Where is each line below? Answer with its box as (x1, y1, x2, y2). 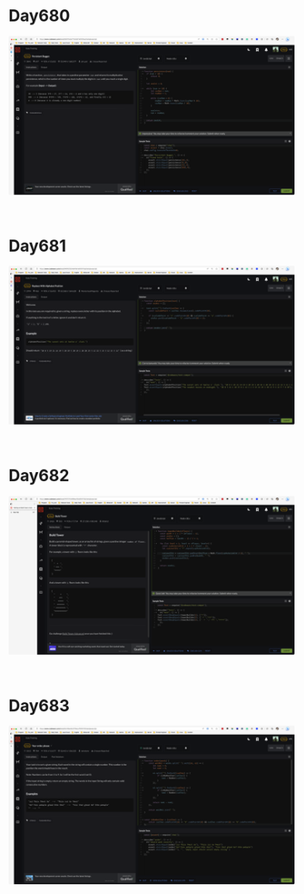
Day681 (8, 236, 67, 256)
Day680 (8, 5, 71, 26)
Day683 (8, 695, 70, 716)
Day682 (8, 466, 70, 487)
